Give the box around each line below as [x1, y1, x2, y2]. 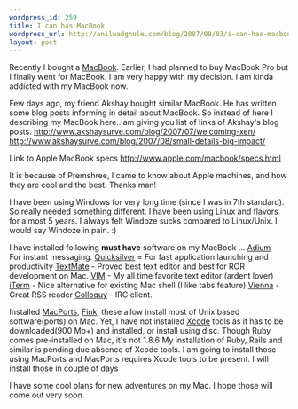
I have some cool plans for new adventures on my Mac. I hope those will [9, 381, 273, 391]
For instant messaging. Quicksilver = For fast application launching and [9, 252, 269, 263]
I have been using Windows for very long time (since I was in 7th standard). [9, 197, 285, 208]
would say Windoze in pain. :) [9, 225, 117, 236]
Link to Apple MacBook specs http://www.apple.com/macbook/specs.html [9, 153, 281, 164]
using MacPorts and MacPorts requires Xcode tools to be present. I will [9, 354, 269, 365]
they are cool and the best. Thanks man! [9, 179, 157, 191]
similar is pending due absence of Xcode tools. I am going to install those [9, 344, 277, 355]
